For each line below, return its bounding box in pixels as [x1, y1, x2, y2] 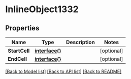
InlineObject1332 [5, 4, 79, 15]
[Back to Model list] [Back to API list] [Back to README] [5, 68, 122, 74]
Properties [5, 24, 40, 32]
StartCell [8, 47, 30, 54]
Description [65, 39, 95, 46]
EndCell [8, 56, 27, 62]
